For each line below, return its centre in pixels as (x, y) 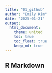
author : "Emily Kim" (26, 14)
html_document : (25, 28)
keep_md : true (28, 46)
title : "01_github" (25, 9)
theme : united (28, 32)
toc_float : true (31, 41)
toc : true (24, 37)
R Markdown (25, 65)
